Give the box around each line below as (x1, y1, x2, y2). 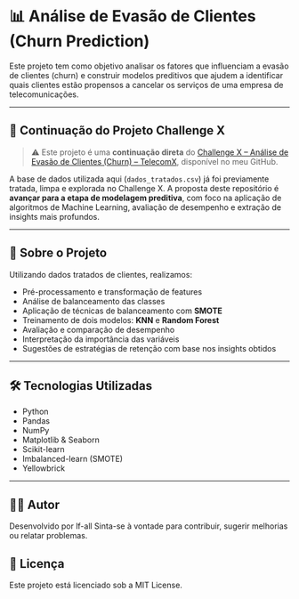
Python (21, 406, 49, 417)
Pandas (21, 416, 51, 426)
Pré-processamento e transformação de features (21, 286, 203, 297)
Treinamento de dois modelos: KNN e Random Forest (21, 314, 220, 325)
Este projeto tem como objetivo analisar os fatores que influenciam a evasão (9, 61, 289, 71)
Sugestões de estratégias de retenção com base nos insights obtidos (21, 343, 277, 353)
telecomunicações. (9, 89, 79, 100)
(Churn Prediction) (9, 31, 150, 52)
